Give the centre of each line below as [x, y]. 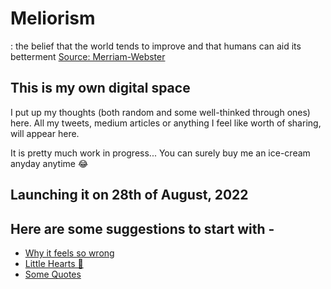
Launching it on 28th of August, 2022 [129, 195]
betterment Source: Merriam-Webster [88, 56]
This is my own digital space [100, 88]
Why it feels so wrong [69, 253]
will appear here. [45, 133]
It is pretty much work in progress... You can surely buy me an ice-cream [160, 153]
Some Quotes [53, 274]
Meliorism [53, 18]
